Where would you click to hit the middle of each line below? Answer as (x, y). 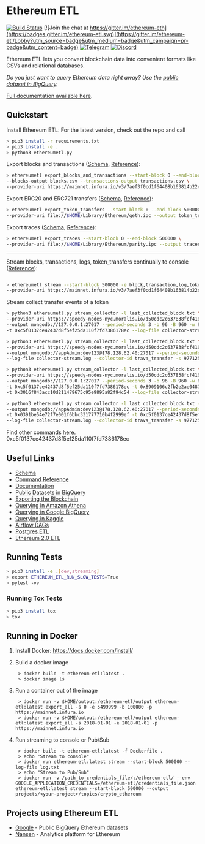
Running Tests (34, 557)
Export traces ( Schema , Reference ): (51, 227)
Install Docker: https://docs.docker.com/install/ (74, 651)
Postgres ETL (32, 531)
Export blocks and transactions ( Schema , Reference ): (74, 164)
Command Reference (42, 479)
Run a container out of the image (56, 691)
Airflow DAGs (32, 525)
